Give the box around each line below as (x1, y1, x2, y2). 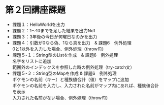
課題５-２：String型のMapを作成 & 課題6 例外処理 (12, 70, 117, 76)
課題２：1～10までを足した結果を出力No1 (12, 27, 96, 33)
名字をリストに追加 (12, 58, 52, 64)
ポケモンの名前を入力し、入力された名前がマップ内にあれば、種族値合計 (12, 83, 159, 88)
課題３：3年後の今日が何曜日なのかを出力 (12, 34, 98, 40)
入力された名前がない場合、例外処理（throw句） (12, 95, 111, 101)
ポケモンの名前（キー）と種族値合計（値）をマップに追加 (12, 76, 129, 82)
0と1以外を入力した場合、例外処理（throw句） (12, 46, 106, 52)
